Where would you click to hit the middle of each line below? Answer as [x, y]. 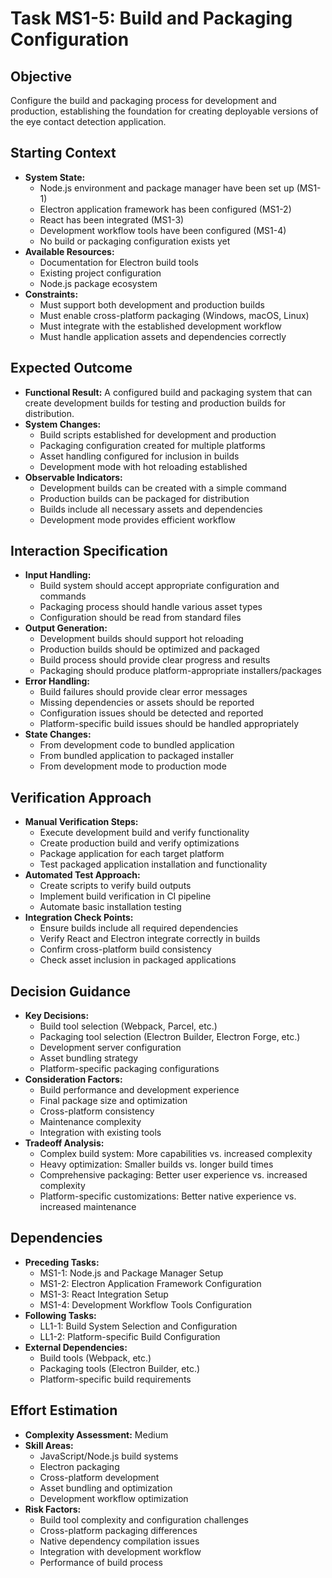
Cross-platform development [99, 1477]
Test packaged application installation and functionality [153, 864]
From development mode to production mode [133, 766]
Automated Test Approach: [82, 875]
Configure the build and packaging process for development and [143, 100]
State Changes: [58, 734]
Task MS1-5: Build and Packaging [151, 18]
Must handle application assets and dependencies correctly [163, 336]
